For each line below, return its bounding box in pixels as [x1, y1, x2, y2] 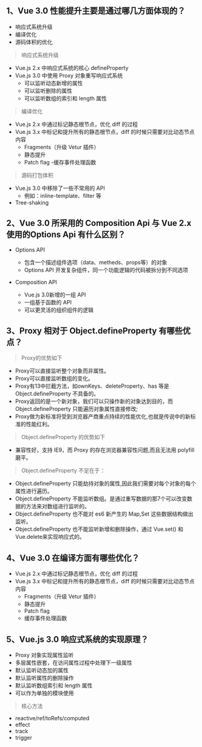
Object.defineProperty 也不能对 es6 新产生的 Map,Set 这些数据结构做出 [15, 510, 194, 517]
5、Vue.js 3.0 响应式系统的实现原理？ [6, 634, 149, 644]
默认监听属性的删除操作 [15, 675, 74, 682]
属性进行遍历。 [15, 488, 53, 495]
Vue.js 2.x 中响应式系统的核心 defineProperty [15, 64, 129, 71]
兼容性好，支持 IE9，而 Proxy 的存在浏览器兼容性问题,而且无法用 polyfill [15, 446, 195, 454]
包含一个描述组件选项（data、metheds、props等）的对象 [24, 258, 167, 266]
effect [15, 721, 30, 729]
